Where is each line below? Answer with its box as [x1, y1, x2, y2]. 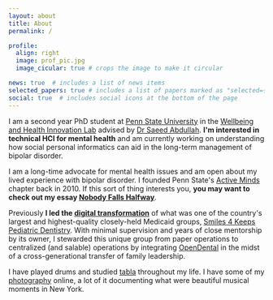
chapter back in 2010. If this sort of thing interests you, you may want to [8, 183, 250, 193]
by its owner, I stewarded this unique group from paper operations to [8, 234, 239, 243]
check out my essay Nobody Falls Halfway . [8, 192, 157, 202]
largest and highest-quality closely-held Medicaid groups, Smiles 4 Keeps [8, 216, 256, 226]
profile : [8, 41, 38, 49]
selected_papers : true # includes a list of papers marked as [8, 86, 223, 94]
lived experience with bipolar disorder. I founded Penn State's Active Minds [8, 175, 260, 185]
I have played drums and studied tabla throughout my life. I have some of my [8, 267, 265, 276]
